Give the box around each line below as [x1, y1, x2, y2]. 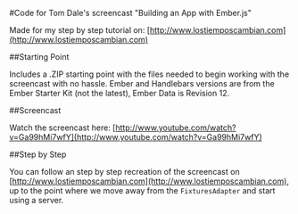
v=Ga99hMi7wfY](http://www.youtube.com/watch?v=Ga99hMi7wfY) [9, 132, 263, 142]
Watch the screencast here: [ [9, 122, 116, 133]
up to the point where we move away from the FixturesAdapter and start [9, 185, 276, 195]
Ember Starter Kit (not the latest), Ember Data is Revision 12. [9, 88, 230, 98]
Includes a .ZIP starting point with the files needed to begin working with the [9, 69, 290, 79]
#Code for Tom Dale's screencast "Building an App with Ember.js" [9, 8, 252, 18]
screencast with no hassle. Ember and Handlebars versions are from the [9, 78, 275, 88]
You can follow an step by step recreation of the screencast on [9, 167, 240, 177]
